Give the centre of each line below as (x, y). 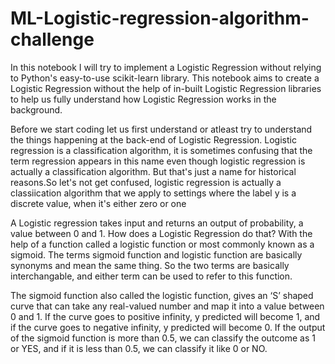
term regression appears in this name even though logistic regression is (158, 161)
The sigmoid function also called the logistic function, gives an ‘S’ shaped (162, 295)
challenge (52, 39)
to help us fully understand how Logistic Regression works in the (143, 99)
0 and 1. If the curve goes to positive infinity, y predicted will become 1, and (165, 316)
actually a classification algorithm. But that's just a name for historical (153, 171)
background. (36, 109)
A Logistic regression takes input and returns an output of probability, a (157, 223)
